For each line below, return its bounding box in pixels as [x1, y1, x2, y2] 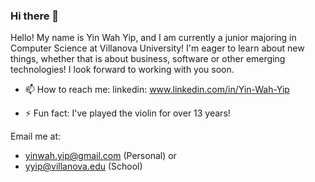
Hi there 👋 [10, 9, 60, 23]
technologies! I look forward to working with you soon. [10, 64, 235, 76]
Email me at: [10, 130, 62, 143]
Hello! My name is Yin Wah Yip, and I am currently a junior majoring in [10, 32, 297, 44]
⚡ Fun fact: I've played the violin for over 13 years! [24, 107, 231, 119]
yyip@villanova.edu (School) [24, 160, 143, 173]
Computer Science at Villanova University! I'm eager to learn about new [10, 42, 305, 54]
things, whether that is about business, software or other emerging [10, 53, 286, 65]
